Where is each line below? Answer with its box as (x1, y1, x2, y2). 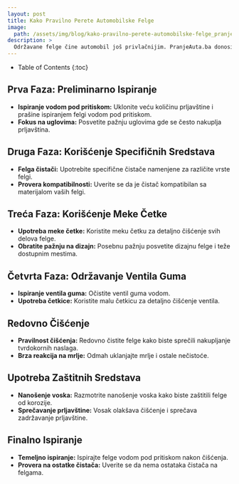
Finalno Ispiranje (7, 434, 83, 446)
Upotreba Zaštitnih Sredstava (7, 372, 141, 384)
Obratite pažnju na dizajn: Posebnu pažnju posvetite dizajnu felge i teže (17, 242, 230, 251)
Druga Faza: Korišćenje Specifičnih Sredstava (7, 146, 216, 158)
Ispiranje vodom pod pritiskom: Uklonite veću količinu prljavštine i (17, 102, 213, 111)
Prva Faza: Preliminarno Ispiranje (7, 83, 158, 96)
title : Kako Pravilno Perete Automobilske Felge (7, 17, 154, 24)
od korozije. (17, 398, 53, 406)
